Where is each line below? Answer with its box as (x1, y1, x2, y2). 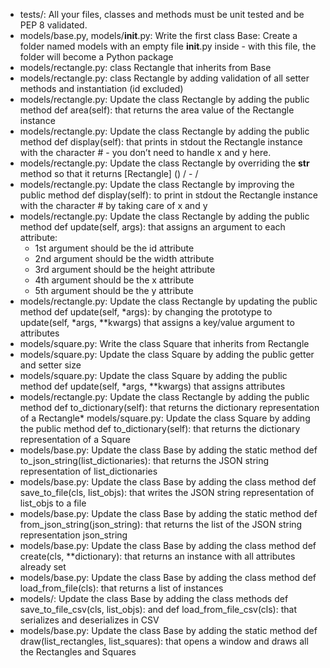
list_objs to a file (19, 497, 87, 509)
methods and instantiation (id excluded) (19, 83, 184, 94)
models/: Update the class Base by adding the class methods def (19, 593, 289, 604)
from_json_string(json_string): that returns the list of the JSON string (19, 519, 303, 530)
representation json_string (19, 529, 128, 541)
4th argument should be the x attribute (34, 274, 195, 286)
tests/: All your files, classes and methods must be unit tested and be (19, 9, 305, 20)
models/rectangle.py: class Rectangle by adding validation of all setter (19, 72, 310, 84)
